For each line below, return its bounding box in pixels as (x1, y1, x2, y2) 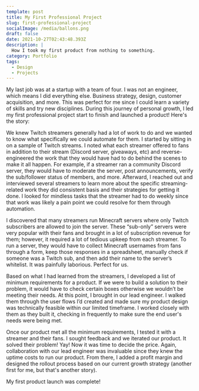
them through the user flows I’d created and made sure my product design (6, 298, 188, 305)
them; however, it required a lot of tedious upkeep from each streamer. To (6, 236, 187, 243)
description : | (6, 42, 44, 48)
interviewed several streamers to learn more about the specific (6, 180, 160, 187)
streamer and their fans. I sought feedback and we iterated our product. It (6, 335, 187, 342)
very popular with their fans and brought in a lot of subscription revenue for (6, 229, 191, 237)
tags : (6, 58, 20, 64)
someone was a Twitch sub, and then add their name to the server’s (6, 255, 172, 262)
